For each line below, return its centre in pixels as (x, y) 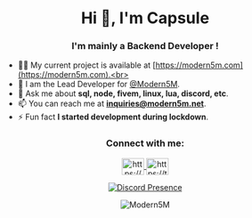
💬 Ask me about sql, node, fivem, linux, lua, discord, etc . (123, 93)
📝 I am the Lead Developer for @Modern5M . (99, 85)
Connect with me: (145, 143)
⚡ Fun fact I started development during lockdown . (113, 117)
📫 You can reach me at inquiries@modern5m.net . (112, 104)
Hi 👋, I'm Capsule (145, 18)
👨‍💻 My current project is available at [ (86, 65)
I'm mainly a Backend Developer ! (145, 46)
